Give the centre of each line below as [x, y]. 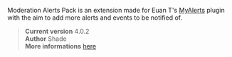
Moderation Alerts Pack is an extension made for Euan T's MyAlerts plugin [116, 10]
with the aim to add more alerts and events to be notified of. [95, 18]
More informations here [60, 46]
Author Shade [46, 39]
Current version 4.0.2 [57, 31]
